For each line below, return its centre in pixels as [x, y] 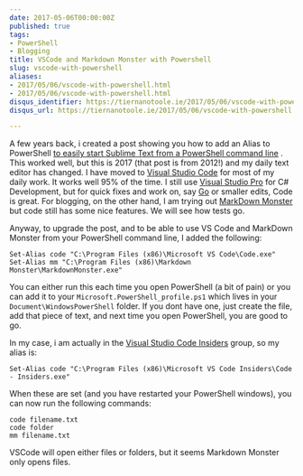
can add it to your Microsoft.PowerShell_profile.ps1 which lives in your [143, 297]
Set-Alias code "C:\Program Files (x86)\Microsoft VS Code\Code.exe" [143, 255]
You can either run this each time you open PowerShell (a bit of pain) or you [150, 287]
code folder [32, 428]
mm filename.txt [40, 436]
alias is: [23, 352]
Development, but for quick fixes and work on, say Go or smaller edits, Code [151, 191]
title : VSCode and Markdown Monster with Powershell [110, 60]
